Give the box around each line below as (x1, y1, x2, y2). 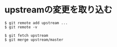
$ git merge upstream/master (4, 37, 64, 42)
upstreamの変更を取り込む (4, 4, 113, 15)
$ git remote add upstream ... (4, 20, 68, 25)
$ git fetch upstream (4, 33, 49, 38)
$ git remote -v (4, 24, 37, 29)
